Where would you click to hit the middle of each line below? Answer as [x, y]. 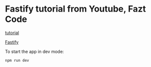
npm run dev [17, 60]
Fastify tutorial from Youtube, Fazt [75, 9]
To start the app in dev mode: [34, 51]
